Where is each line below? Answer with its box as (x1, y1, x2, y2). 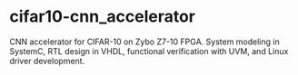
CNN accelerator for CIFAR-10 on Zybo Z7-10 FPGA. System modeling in (9, 36, 280, 47)
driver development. (9, 55, 85, 66)
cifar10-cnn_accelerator (9, 6, 196, 27)
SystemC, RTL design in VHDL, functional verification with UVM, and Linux (9, 45, 289, 56)
